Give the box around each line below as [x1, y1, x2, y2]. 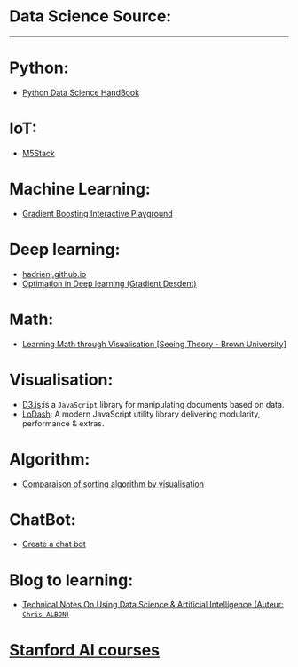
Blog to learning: [9, 570, 134, 590]
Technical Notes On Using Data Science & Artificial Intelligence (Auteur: [21, 600, 284, 610]
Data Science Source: [9, 6, 172, 27]
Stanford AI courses [9, 639, 161, 660]
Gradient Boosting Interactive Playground [21, 208, 173, 218]
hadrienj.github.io [21, 268, 87, 279]
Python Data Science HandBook [21, 87, 140, 98]
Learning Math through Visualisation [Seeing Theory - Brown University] [21, 338, 286, 349]
